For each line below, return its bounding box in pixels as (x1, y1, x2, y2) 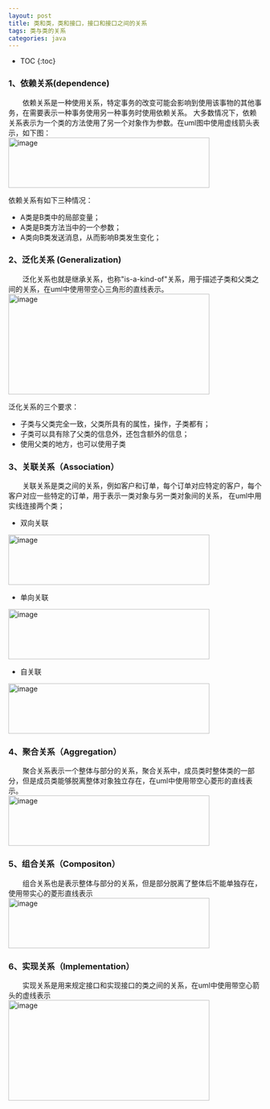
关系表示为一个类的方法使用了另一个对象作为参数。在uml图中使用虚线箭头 (8, 117, 253, 127)
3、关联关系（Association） (8, 461, 119, 472)
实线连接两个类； (8, 501, 65, 511)
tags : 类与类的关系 (8, 27, 67, 35)
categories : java (8, 34, 67, 43)
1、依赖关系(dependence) (8, 78, 110, 89)
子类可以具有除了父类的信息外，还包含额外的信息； (19, 429, 190, 438)
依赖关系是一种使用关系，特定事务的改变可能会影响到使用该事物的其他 (22, 97, 255, 107)
